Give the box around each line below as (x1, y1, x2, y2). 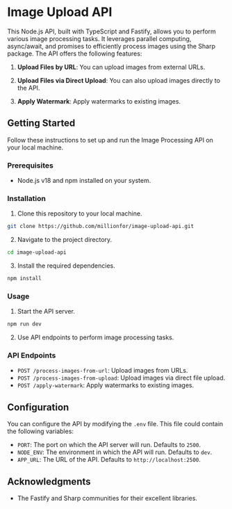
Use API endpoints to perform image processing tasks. (17, 333, 174, 341)
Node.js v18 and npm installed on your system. (17, 177, 151, 185)
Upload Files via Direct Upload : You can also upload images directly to (17, 76, 221, 84)
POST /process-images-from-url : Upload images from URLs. (17, 366, 188, 375)
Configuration (7, 401, 69, 413)
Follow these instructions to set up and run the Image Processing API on (7, 136, 214, 144)
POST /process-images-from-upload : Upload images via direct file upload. (17, 373, 226, 382)
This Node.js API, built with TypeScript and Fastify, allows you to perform (7, 27, 217, 35)
